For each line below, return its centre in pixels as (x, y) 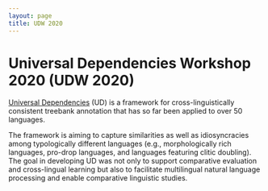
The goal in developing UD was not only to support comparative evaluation (133, 161)
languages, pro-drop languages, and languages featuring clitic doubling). (130, 152)
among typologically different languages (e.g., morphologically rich (120, 144)
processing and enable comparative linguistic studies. (98, 178)
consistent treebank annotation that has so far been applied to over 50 (126, 111)
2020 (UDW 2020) (71, 80)
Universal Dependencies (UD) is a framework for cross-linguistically (121, 102)
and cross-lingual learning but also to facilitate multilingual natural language (134, 169)
